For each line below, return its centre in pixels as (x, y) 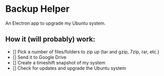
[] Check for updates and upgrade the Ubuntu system (69, 68)
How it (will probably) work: (50, 39)
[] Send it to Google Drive (39, 57)
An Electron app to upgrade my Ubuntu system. (56, 23)
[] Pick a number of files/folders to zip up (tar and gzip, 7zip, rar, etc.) (86, 51)
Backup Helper (38, 9)
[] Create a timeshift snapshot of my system (59, 63)
